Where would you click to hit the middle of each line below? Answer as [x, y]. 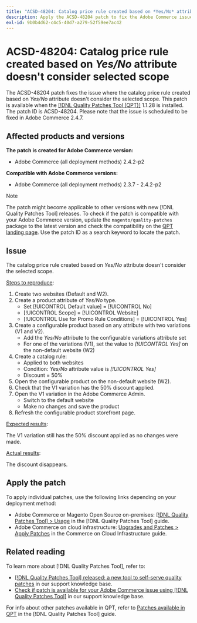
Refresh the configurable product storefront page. [75, 413]
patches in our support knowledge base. [63, 584]
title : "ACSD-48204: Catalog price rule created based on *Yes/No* [90, 11]
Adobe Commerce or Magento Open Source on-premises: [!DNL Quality [101, 514]
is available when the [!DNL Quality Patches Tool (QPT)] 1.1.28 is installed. [95, 105]
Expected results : [27, 424]
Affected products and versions [65, 136]
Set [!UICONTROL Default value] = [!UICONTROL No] [87, 306]
